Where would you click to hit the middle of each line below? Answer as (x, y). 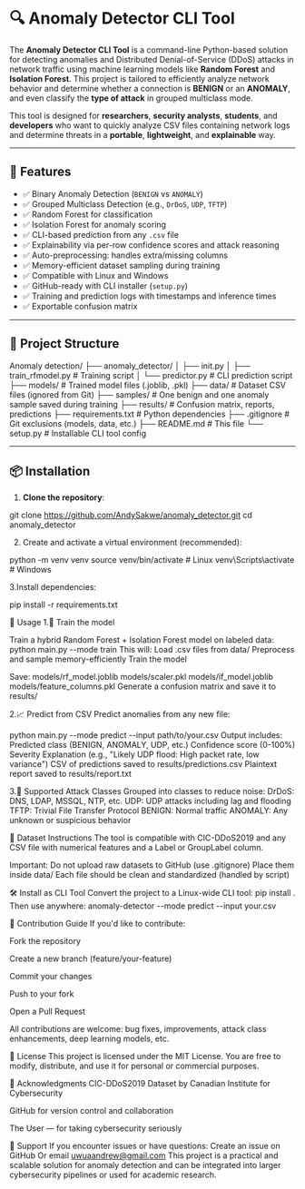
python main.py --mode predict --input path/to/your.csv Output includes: (146, 735)
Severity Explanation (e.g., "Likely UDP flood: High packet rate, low (135, 754)
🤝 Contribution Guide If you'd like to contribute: (98, 924)
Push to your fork (42, 994)
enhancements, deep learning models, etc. (89, 1039)
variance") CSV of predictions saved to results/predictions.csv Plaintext (143, 764)
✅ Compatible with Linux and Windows (95, 275)
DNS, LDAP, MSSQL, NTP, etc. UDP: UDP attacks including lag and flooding (151, 801)
